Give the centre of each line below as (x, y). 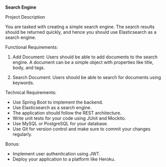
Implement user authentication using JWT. (56, 154)
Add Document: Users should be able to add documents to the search (85, 57)
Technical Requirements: (31, 92)
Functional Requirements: (32, 47)
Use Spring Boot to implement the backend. (58, 102)
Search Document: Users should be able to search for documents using (87, 77)
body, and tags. (29, 68)
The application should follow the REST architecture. (67, 113)
